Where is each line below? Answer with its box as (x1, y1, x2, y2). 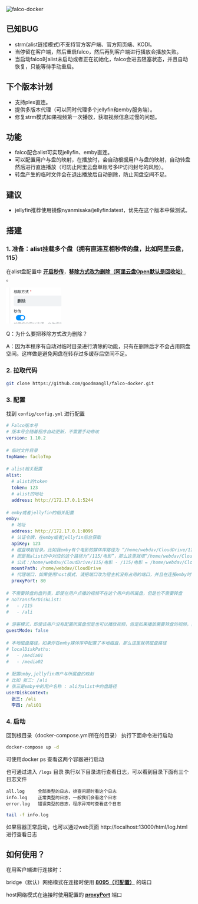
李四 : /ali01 (11, 702, 42, 708)
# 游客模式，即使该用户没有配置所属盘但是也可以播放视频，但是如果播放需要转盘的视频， (6, 621, 192, 627)
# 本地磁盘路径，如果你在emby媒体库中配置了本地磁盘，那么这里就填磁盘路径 (6, 640, 167, 646)
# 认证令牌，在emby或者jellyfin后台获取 (11, 535, 101, 541)
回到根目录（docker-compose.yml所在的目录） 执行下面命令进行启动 (6, 731, 173, 739)
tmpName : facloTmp (6, 453, 51, 459)
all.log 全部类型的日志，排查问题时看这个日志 (6, 788, 117, 794)
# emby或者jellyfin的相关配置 (6, 509, 74, 515)
